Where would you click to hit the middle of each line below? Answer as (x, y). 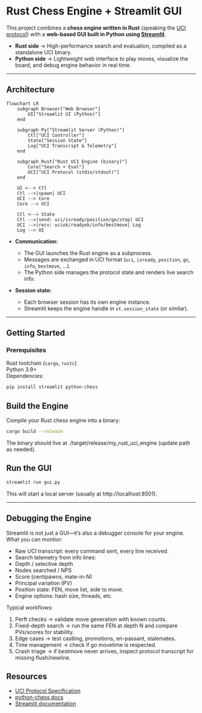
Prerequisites (26, 350)
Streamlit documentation (45, 704)
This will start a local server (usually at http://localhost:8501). (82, 494)
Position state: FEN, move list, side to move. (69, 589)
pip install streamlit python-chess (52, 387)
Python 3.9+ (22, 369)
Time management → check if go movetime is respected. (86, 645)
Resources (27, 676)
